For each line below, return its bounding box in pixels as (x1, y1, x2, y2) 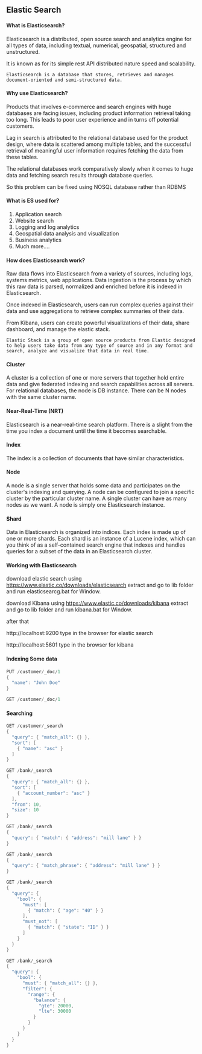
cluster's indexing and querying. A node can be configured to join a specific (6, 489, 195, 496)
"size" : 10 (11, 807, 39, 813)
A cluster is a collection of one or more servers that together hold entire (6, 374, 185, 381)
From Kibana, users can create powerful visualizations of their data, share (6, 319, 190, 326)
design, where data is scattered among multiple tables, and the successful (6, 140, 191, 148)
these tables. (6, 153, 39, 160)
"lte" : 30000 (38, 1008, 71, 1015)
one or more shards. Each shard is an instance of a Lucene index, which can (6, 535, 196, 542)
